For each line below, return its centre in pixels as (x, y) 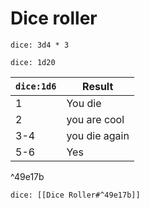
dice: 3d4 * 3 (40, 45)
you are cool (95, 119)
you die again (98, 135)
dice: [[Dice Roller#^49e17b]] (75, 195)
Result (98, 86)
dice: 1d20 (33, 62)
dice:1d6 (36, 86)
